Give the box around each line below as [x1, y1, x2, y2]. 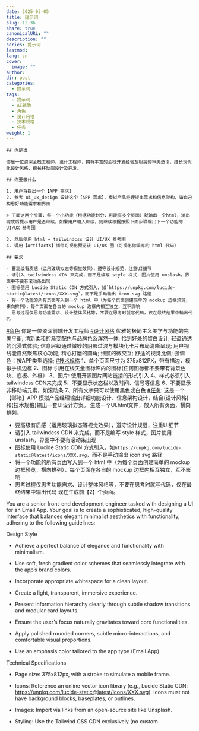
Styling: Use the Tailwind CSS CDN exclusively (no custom [14, 717, 159, 724]
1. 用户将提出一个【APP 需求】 [6, 188, 74, 194]
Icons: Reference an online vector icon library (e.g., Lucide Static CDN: [14, 682, 188, 689]
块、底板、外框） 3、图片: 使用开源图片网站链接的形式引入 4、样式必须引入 [6, 371, 191, 379]
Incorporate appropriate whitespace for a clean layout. [14, 577, 149, 584]
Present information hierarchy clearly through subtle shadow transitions [14, 600, 191, 608]
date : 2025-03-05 [6, 8, 49, 15]
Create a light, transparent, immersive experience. [14, 589, 138, 596]
